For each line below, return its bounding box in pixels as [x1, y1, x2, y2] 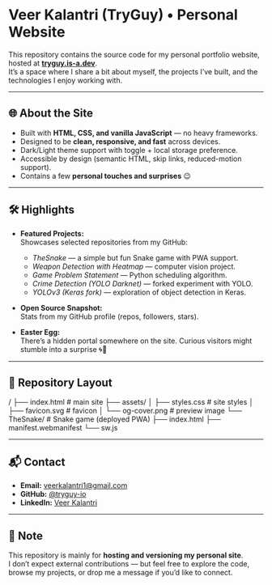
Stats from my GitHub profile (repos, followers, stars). [19, 312, 199, 321]
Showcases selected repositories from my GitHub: [19, 237, 188, 247]
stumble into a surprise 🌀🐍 [19, 344, 108, 354]
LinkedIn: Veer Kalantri [19, 498, 98, 507]
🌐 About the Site [8, 107, 94, 121]
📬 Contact [8, 455, 66, 468]
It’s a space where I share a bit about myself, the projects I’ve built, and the [8, 66, 258, 76]
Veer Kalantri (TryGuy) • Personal [8, 6, 239, 24]
